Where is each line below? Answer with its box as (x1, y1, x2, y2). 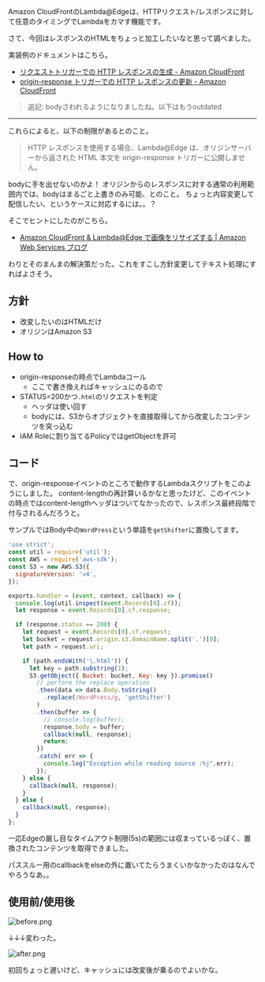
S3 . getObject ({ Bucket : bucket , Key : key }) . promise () (28, 671, 214, 680)
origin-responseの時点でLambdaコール (19, 372, 147, 381)
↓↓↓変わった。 (8, 933, 61, 943)
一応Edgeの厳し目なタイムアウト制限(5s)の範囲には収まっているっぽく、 (8, 833, 244, 842)
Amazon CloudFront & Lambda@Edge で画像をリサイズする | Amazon (19, 233, 246, 242)
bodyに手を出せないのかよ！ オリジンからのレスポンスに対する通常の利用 (8, 180, 248, 189)
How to (8, 350, 44, 364)
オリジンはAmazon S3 (19, 327, 92, 336)
